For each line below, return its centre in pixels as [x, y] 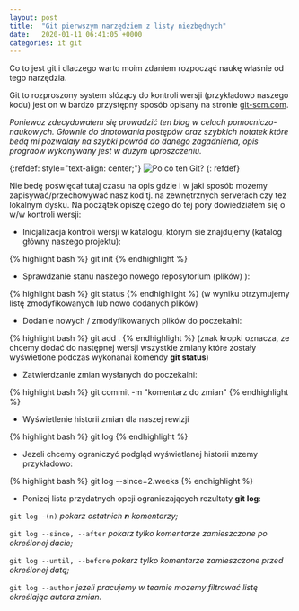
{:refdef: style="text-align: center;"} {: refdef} [125, 168]
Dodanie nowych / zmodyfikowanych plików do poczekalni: [132, 321]
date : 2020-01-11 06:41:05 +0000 [76, 34]
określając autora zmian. [56, 597]
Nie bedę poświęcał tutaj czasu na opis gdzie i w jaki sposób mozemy [138, 186]
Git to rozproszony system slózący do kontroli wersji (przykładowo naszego [149, 95]
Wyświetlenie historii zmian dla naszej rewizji [106, 419]
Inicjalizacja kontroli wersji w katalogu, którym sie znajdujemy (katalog [152, 232]
